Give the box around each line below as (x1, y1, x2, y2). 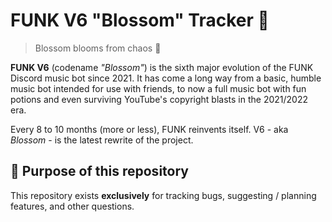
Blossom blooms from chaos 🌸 (34, 42, 162, 54)
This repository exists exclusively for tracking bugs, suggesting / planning (10, 189, 317, 201)
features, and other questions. (10, 200, 135, 212)
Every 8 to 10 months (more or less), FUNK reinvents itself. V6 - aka (10, 123, 289, 135)
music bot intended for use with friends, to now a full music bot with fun (10, 82, 307, 94)
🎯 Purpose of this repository (10, 163, 189, 180)
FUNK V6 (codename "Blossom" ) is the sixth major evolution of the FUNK (10, 61, 314, 73)
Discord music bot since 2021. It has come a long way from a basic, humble (10, 72, 322, 84)
